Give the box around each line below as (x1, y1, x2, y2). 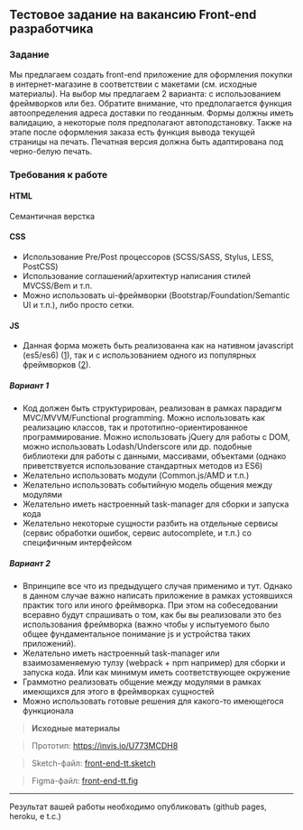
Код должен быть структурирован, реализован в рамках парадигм (22, 403, 282, 414)
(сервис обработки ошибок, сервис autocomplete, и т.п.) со (22, 527, 252, 538)
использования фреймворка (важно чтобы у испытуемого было (22, 619, 271, 630)
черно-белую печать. (9, 145, 93, 156)
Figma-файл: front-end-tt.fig (31, 776, 138, 787)
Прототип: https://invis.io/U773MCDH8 (31, 741, 179, 751)
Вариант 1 (9, 379, 50, 391)
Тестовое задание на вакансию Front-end (9, 7, 257, 23)
